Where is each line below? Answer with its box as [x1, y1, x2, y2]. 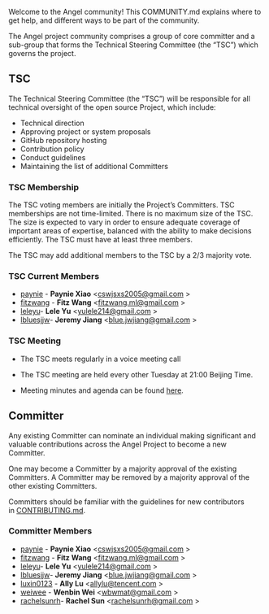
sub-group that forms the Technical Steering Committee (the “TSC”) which [8, 40, 258, 50]
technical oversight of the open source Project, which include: [8, 102, 217, 112]
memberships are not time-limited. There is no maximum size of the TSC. [8, 209, 254, 219]
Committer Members [8, 525, 93, 537]
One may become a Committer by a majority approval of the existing [8, 464, 237, 473]
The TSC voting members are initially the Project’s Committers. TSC [8, 200, 235, 210]
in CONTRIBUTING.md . [8, 505, 86, 515]
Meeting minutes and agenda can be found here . [20, 385, 184, 395]
